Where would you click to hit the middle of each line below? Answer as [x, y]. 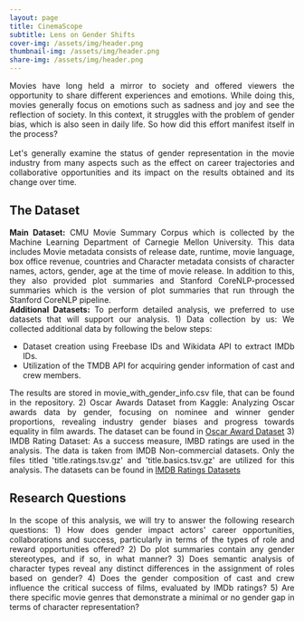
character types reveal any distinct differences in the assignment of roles [152, 568]
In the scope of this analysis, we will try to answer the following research [152, 520]
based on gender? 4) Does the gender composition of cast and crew [152, 577]
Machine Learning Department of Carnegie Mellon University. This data [152, 242]
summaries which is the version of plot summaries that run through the [152, 290]
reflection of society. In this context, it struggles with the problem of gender [152, 115]
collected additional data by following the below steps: [111, 328]
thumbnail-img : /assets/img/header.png [85, 52]
